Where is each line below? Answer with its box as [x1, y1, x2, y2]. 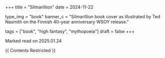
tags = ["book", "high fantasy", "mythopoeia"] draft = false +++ [5, 29, 135, 34]
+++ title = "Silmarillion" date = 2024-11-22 [5, 4, 93, 10]
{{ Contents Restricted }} [5, 48, 56, 53]
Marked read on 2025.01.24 [5, 38, 62, 44]
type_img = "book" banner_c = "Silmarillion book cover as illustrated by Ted [5, 14, 161, 19]
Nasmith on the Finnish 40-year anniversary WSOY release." [5, 19, 129, 25]
